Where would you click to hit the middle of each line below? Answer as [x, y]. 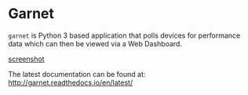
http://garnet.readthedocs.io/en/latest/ [71, 82]
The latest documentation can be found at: [77, 74]
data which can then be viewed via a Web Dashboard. [95, 43]
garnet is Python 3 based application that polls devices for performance [124, 35]
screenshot [26, 59]
